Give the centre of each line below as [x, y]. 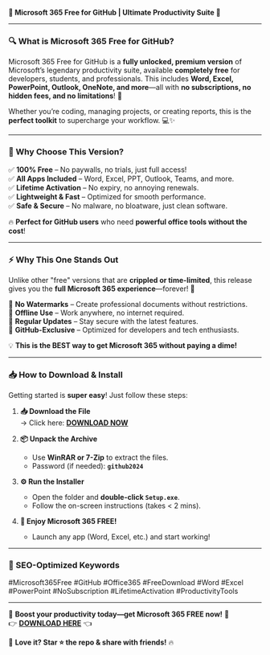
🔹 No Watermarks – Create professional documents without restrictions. [128, 304]
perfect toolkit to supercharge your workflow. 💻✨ [92, 121]
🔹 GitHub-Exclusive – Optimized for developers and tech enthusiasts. [124, 330]
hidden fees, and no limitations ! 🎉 [65, 96]
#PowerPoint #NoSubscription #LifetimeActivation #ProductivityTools [123, 592]
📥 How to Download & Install [65, 375]
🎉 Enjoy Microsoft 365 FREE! [68, 522]
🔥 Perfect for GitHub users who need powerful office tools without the [128, 222]
